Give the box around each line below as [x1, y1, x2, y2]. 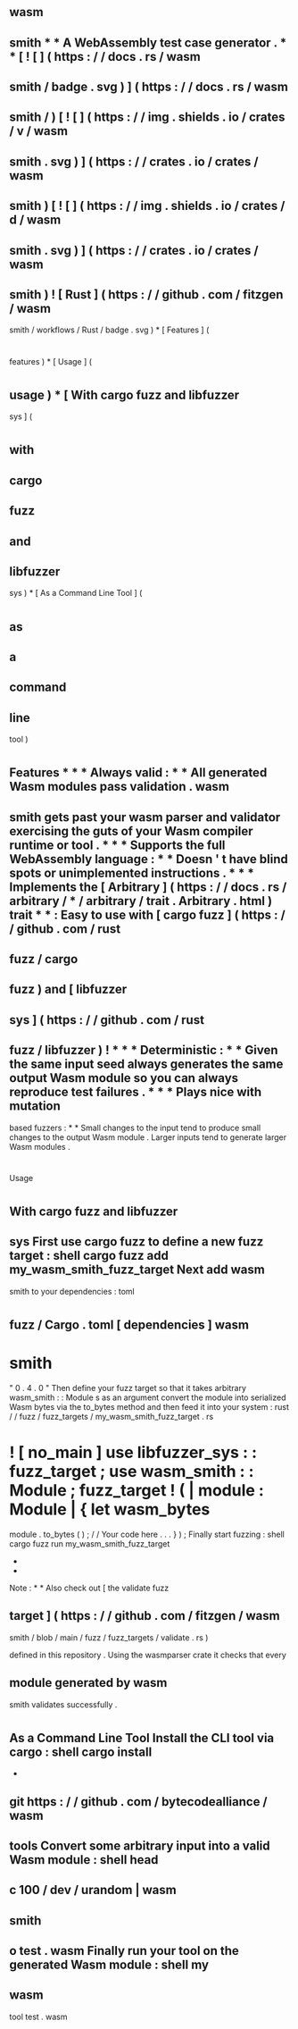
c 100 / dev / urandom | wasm [9, 1882, 177, 1898]
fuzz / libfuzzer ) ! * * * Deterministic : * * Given [9, 1043, 278, 1058]
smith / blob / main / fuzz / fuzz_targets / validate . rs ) [9, 1631, 209, 1643]
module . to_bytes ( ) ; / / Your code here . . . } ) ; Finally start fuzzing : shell [9, 1529, 286, 1539]
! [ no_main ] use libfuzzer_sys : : [9, 1443, 257, 1463]
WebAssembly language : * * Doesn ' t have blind [9, 851, 288, 867]
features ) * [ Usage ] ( [9, 356, 92, 366]
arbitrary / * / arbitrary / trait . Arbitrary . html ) [9, 893, 273, 909]
